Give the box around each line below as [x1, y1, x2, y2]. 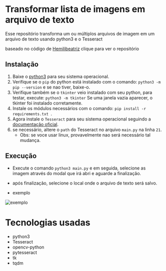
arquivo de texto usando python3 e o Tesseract [5, 36, 103, 42]
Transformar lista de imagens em [5, 3, 145, 15]
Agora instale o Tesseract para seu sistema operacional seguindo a [12, 116, 151, 122]
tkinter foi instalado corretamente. [12, 100, 82, 106]
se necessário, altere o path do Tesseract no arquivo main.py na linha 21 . [12, 126, 162, 132]
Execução [5, 151, 37, 160]
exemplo [12, 189, 30, 195]
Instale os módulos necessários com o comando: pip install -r [12, 105, 146, 111]
